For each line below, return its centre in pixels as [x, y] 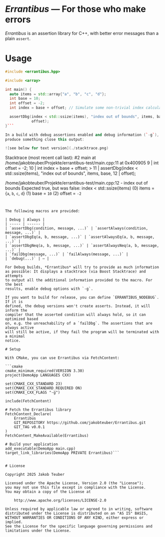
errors [18, 19]
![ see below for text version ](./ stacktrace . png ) [57, 148]
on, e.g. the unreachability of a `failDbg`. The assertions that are [79, 324]
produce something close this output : [45, 139]
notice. [13, 341]
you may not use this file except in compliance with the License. [76, 488]
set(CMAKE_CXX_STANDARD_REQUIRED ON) [44, 388]
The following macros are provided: [42, 211]
